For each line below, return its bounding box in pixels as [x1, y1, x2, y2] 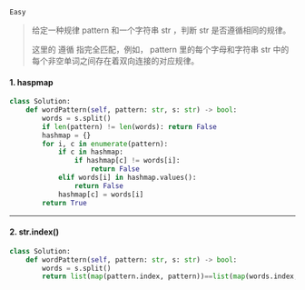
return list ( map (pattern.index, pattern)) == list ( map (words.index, [42, 272, 299, 281]
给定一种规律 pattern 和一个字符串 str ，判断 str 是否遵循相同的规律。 [31, 25, 291, 35]
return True [42, 198, 88, 207]
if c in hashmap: [57, 147, 124, 157]
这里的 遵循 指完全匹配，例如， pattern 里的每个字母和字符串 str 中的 [31, 45, 290, 55]
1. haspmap [9, 76, 54, 87]
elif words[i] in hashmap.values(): [57, 173, 197, 183]
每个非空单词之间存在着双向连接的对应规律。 [31, 55, 200, 66]
